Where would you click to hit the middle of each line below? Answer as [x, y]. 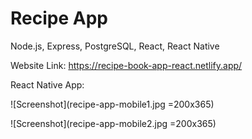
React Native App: [47, 84]
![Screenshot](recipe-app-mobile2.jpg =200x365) [113, 123]
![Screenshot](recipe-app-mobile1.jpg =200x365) [112, 104]
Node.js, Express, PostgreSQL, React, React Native [115, 46]
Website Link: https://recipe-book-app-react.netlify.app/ [126, 65]
